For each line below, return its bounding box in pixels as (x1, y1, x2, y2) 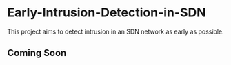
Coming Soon (7, 47, 67, 59)
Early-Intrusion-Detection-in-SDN (7, 5, 206, 21)
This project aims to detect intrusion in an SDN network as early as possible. (7, 27, 224, 36)
